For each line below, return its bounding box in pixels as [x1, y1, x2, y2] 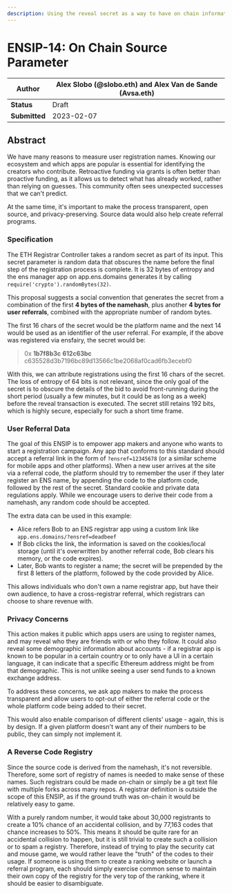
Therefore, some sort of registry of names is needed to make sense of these [7, 770, 224, 779]
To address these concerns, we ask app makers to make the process [7, 688, 204, 696]
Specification [7, 235, 53, 244]
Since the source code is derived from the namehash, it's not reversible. [7, 763, 213, 771]
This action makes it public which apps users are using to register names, [7, 630, 216, 639]
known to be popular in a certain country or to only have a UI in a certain [7, 652, 213, 660]
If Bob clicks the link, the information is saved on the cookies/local [17, 539, 206, 547]
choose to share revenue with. [7, 596, 94, 605]
